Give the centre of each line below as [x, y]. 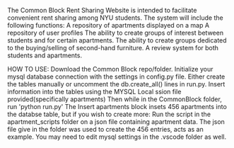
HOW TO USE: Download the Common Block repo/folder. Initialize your [110, 69]
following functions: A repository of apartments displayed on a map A [109, 25]
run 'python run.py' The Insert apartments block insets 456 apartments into [117, 107]
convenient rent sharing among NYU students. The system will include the [116, 18]
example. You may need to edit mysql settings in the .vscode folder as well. [117, 137]
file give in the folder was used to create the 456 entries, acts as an [105, 129]
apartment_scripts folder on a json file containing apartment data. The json [116, 122]
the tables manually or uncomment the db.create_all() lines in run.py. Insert [116, 84]
